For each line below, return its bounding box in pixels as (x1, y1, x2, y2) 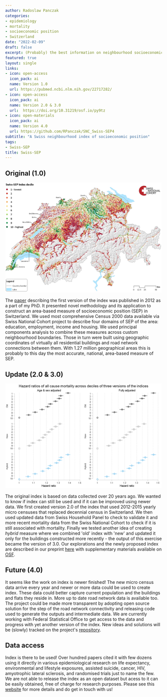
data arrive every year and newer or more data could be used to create (5, 584, 151, 590)
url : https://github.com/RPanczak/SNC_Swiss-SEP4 (9, 129, 114, 134)
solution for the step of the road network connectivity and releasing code (5, 605, 155, 611)
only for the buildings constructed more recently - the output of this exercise (5, 536, 162, 542)
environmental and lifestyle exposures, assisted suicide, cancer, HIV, (5, 665, 146, 671)
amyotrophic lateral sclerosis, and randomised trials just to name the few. (5, 670, 155, 676)
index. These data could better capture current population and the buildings (5, 589, 161, 595)
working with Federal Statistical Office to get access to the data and (5, 616, 144, 622)
